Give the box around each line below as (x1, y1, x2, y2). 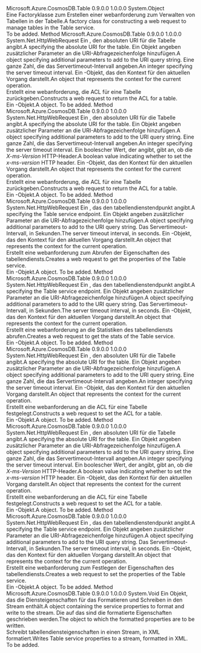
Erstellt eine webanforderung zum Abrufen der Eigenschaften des (6, 249, 170, 256)
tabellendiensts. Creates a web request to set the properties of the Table (6, 571, 186, 577)
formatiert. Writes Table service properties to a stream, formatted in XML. (6, 635, 188, 642)
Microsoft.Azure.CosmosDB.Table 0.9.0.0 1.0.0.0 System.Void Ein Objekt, (6, 590, 188, 597)
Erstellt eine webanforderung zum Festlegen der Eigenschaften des (6, 564, 174, 571)
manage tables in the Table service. (6, 24, 95, 31)
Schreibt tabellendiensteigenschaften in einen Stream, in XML (6, 628, 160, 635)
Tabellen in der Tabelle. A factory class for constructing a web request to (6, 18, 186, 25)
